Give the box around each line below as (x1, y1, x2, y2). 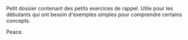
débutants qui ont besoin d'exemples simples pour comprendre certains (6, 11, 182, 18)
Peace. (6, 28, 24, 35)
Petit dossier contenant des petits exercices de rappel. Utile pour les (6, 5, 173, 12)
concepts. (6, 17, 31, 24)
